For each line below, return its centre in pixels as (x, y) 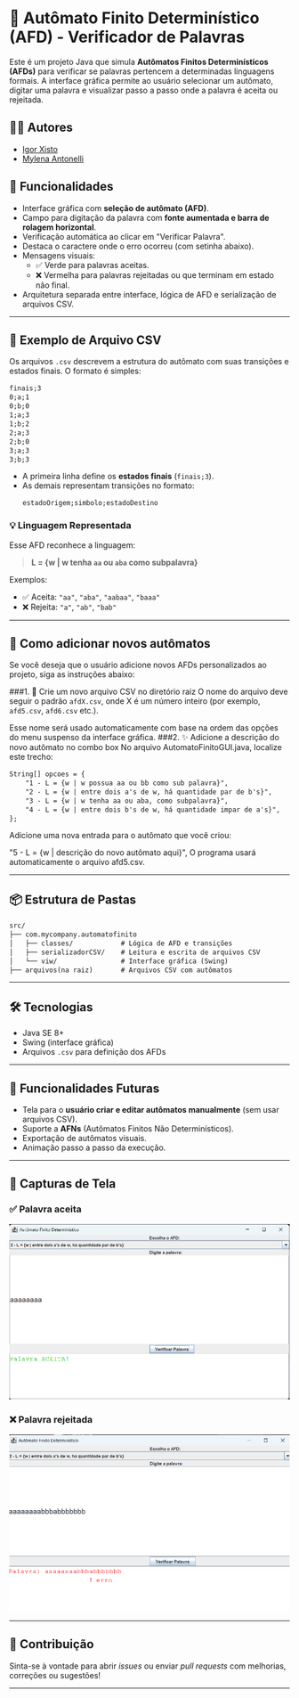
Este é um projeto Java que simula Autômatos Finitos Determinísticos (139, 61)
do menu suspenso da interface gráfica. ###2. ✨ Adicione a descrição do (145, 738)
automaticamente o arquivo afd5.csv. (77, 862)
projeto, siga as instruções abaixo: (72, 674)
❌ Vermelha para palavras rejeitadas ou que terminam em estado (154, 274)
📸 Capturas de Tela (63, 1184)
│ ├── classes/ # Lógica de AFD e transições (121, 943)
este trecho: (31, 757)
